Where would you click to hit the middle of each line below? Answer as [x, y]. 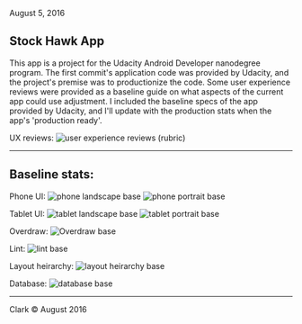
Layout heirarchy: [42, 265]
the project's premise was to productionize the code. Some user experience [150, 82]
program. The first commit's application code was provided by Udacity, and [149, 72]
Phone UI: [28, 196]
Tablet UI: [27, 213]
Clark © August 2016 [48, 309]
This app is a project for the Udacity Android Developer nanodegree [135, 63]
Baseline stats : [52, 175]
